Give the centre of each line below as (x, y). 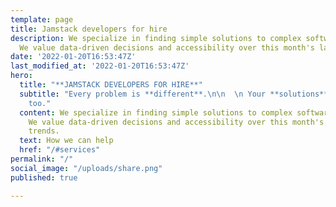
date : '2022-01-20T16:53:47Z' (73, 57)
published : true (44, 177)
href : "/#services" (60, 150)
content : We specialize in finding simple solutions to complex (156, 112)
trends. (44, 131)
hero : (21, 76)
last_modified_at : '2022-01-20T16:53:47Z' (100, 66)
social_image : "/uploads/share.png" (86, 168)
